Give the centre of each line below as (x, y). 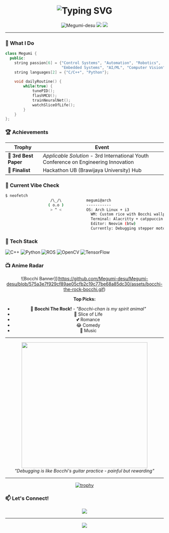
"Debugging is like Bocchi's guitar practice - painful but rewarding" (84, 471)
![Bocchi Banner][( (40, 278)
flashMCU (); (45, 96)
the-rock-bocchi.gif (84, 289)
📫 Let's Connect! (27, 498)
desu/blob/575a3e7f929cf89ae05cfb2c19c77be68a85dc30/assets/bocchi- (84, 284)
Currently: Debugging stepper (122, 229)
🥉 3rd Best (21, 156)
